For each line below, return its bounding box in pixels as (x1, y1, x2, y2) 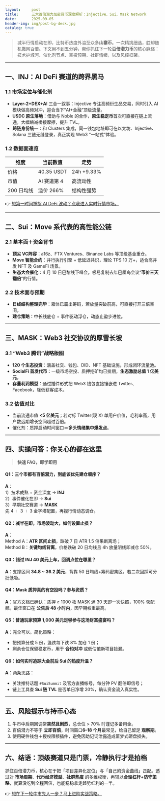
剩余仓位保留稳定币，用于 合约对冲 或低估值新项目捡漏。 (12, 646, 127, 652)
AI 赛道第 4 (38, 178, 64, 185)
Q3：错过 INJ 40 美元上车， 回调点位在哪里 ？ (5, 556, 96, 562)
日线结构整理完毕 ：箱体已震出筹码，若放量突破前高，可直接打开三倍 (12, 301, 150, 307)
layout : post (5, 7, 41, 12)
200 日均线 (7, 187, 33, 194)
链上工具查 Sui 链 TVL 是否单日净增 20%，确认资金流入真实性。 (12, 687, 142, 692)
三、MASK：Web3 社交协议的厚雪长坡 (5, 334, 122, 342)
